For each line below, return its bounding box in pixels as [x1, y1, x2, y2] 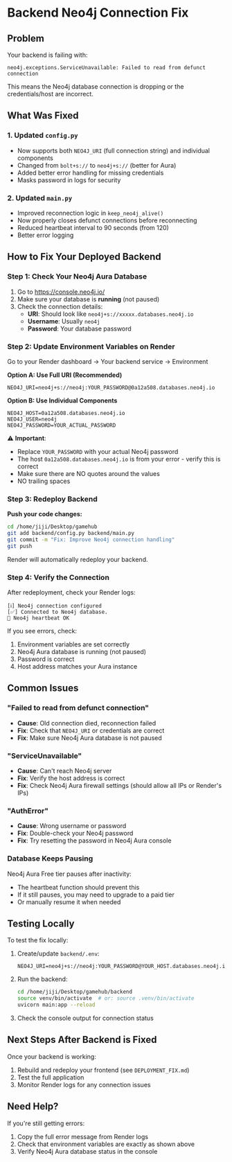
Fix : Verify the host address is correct [17, 774, 125, 782]
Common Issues [7, 683, 79, 694]
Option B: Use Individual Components [7, 396, 118, 405]
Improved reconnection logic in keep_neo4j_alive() [17, 209, 164, 217]
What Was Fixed [7, 109, 79, 122]
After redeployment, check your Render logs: [7, 588, 136, 597]
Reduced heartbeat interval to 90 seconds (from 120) [17, 223, 170, 231]
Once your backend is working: [7, 1052, 97, 1061]
